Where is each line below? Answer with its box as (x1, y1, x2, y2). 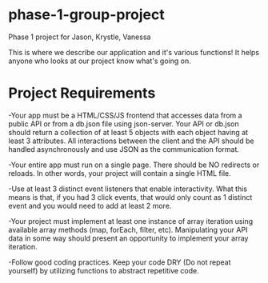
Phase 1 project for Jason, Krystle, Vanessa (8, 32, 151, 42)
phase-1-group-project (8, 6, 166, 24)
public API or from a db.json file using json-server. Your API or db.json (8, 118, 240, 129)
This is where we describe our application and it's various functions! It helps (8, 47, 260, 57)
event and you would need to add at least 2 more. (8, 201, 172, 210)
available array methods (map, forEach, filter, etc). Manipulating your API (8, 225, 248, 234)
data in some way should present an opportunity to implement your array (8, 233, 249, 243)
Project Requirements (8, 84, 156, 102)
